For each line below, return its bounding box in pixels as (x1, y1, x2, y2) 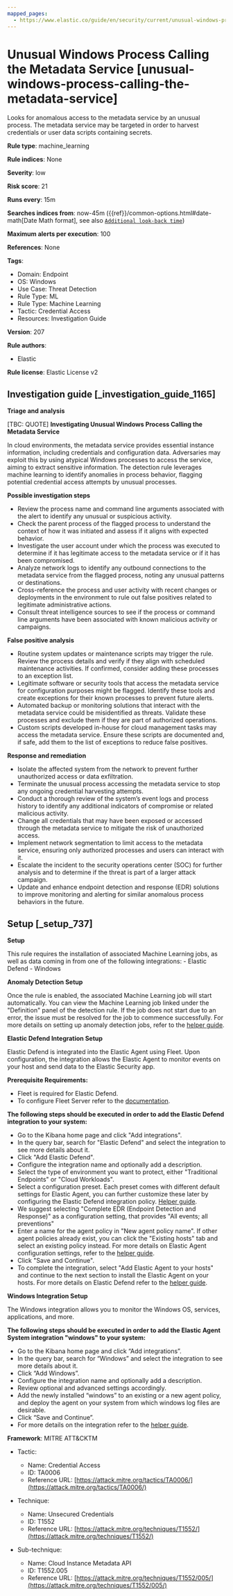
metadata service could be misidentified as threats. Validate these (17, 708, 207, 717)
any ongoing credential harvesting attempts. (17, 787, 144, 795)
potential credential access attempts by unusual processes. (7, 478, 178, 486)
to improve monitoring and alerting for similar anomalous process (17, 890, 204, 899)
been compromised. (17, 557, 75, 565)
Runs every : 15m (7, 196, 55, 204)
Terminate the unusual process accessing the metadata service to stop (17, 780, 221, 788)
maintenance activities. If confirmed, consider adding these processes (17, 664, 219, 673)
